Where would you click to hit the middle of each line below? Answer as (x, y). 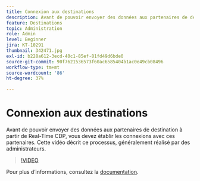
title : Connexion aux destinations (50, 12)
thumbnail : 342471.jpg (34, 51)
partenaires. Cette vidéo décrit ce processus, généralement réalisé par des (98, 142)
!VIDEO (29, 160)
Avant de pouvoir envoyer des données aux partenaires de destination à (94, 130)
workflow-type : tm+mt (33, 67)
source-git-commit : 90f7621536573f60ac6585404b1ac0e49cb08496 (85, 62)
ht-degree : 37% (25, 78)
